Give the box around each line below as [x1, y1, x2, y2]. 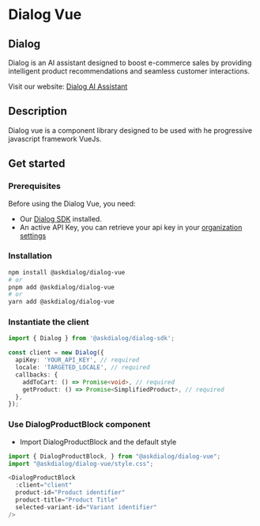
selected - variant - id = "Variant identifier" [15, 503, 157, 511]
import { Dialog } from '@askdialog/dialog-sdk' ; [8, 335, 175, 342]
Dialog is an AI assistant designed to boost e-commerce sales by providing [8, 58, 252, 67]
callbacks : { [15, 370, 58, 379]
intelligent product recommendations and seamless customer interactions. [8, 66, 251, 76]
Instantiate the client [8, 316, 89, 327]
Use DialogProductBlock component [8, 419, 151, 430]
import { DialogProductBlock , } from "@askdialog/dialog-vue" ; [8, 452, 221, 460]
